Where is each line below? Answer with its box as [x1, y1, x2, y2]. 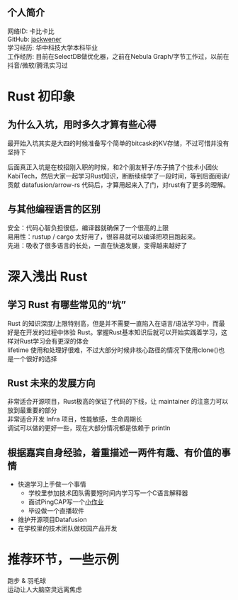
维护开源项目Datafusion [17, 516, 87, 524]
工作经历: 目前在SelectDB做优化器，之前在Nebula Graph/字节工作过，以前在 [7, 52, 229, 60]
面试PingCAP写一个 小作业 [28, 498, 104, 506]
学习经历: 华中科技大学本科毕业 [7, 43, 98, 52]
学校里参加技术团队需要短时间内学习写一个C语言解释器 [28, 489, 188, 497]
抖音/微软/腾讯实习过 [7, 61, 69, 69]
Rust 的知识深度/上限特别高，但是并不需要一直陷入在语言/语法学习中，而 [7, 319, 220, 327]
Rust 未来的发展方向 [7, 378, 96, 390]
